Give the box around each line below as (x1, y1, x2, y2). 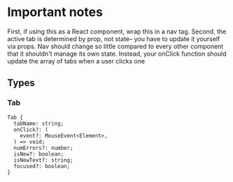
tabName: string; (13, 120, 64, 127)
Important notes (7, 4, 104, 20)
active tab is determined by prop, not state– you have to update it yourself (7, 34, 220, 43)
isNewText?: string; (13, 156, 73, 164)
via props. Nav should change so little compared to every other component (7, 42, 224, 50)
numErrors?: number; (13, 144, 73, 151)
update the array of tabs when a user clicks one (7, 56, 146, 65)
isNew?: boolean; (13, 151, 64, 158)
